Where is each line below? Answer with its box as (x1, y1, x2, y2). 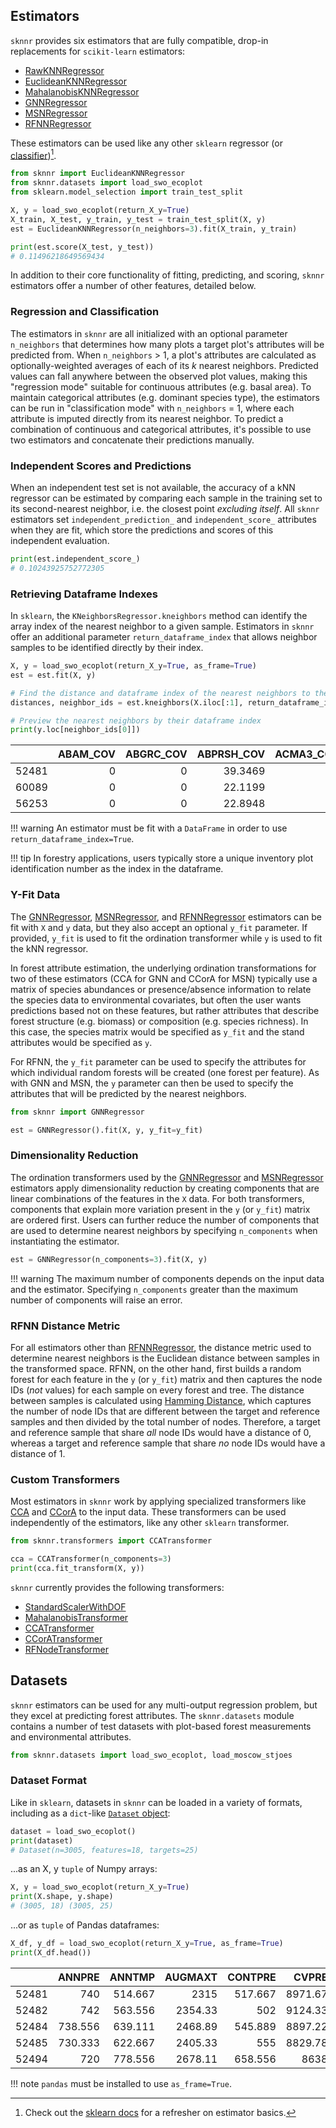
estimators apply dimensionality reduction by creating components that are (10, 1182, 320, 1194)
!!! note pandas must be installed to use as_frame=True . (10, 2077, 232, 2089)
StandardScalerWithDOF (24, 1600, 127, 1613)
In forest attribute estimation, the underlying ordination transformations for (10, 962, 317, 974)
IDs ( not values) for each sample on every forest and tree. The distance (10, 1384, 305, 1396)
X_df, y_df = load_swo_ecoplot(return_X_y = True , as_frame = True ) (10, 1939, 284, 1949)
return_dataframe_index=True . (10, 833, 135, 845)
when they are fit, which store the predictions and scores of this (10, 524, 274, 536)
